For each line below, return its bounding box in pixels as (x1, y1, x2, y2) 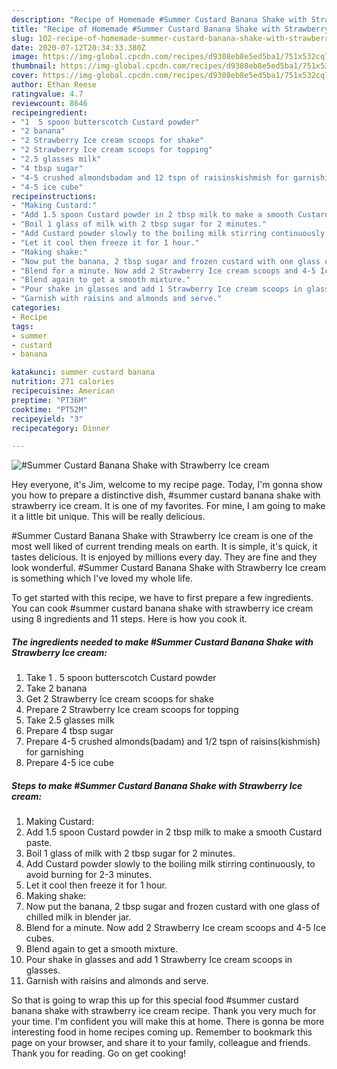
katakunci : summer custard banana (11, 367, 156, 378)
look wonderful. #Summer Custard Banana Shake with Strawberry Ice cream (11, 562, 327, 574)
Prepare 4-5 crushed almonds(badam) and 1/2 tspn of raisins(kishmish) (25, 736, 321, 748)
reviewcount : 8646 (11, 98, 88, 108)
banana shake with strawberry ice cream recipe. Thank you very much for (11, 1005, 317, 1017)
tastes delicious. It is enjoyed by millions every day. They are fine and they (11, 551, 318, 563)
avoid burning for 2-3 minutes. (25, 869, 153, 881)
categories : (11, 303, 61, 313)
